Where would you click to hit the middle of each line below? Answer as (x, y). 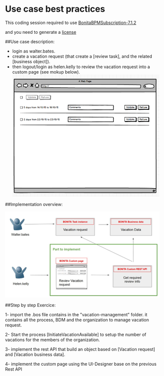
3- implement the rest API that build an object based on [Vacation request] (80, 349)
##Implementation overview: (34, 204)
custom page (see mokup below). (46, 72)
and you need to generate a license (41, 32)
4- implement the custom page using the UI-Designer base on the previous (81, 364)
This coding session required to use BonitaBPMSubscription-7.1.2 (71, 23)
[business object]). (31, 61)
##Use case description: (30, 41)
